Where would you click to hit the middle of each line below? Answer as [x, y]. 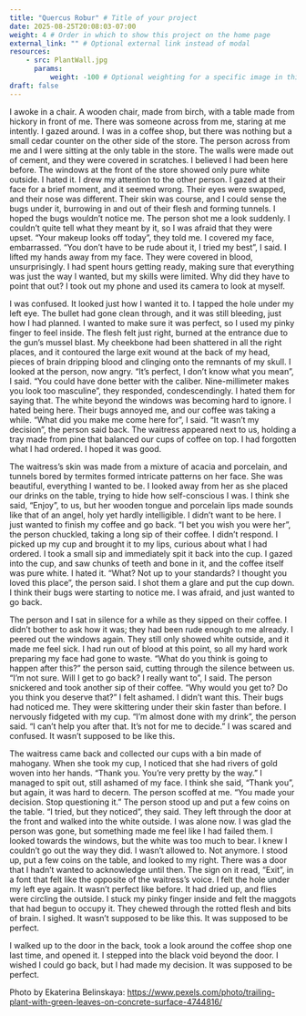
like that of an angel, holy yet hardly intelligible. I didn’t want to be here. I [145, 515]
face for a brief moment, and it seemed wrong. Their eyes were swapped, [148, 189]
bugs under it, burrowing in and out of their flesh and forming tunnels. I [143, 208]
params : [48, 69]
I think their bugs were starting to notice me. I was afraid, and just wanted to [152, 592]
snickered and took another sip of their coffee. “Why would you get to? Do [149, 687]
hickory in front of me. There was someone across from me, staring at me [148, 121]
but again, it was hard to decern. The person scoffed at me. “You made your [152, 792]
